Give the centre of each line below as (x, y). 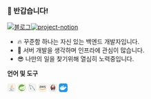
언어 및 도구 (23, 74)
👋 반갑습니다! (28, 10)
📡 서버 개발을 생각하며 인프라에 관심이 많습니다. (81, 50)
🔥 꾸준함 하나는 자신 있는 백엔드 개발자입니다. (78, 42)
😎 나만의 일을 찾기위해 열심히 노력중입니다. (75, 59)
